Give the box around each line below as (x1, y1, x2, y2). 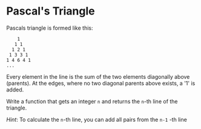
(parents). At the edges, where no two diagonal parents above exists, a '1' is (6, 79, 196, 87)
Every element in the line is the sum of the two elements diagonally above (6, 73, 190, 80)
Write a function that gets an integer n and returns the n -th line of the (6, 98, 178, 105)
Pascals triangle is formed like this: (6, 24, 93, 31)
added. (6, 86, 24, 93)
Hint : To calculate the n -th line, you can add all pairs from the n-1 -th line (6, 116, 188, 123)
